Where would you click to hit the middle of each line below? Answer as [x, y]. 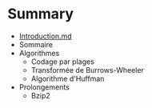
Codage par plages [63, 62]
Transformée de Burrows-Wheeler [88, 70]
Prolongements [44, 87]
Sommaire [36, 44]
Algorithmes [39, 53]
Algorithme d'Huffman [68, 78]
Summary [40, 14]
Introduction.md [46, 36]
